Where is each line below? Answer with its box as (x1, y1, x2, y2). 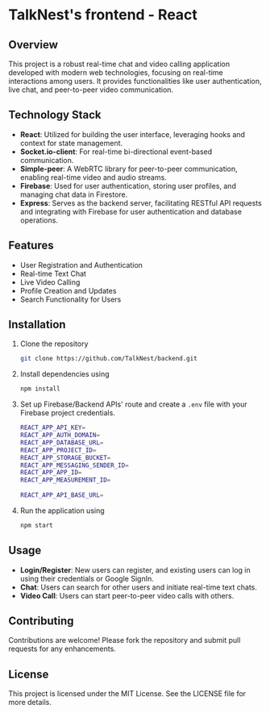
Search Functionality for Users (19, 294, 122, 304)
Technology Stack (8, 108, 102, 122)
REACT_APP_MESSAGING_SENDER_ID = (19, 461, 129, 469)
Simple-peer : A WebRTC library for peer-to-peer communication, (19, 164, 238, 173)
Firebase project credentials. (19, 408, 115, 418)
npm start (19, 521, 54, 529)
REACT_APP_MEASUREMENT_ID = (19, 476, 111, 485)
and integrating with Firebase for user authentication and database (19, 206, 242, 216)
